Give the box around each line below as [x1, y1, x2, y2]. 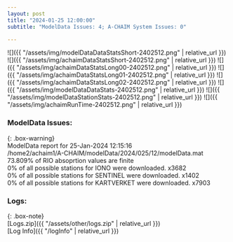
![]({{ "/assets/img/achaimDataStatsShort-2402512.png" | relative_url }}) [7, 56, 216, 64]
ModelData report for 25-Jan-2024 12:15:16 [7, 141, 133, 150]
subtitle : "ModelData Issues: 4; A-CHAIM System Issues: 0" [7, 23, 187, 30]
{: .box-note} [7, 211, 44, 220]
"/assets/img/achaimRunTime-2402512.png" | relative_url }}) [7, 101, 182, 109]
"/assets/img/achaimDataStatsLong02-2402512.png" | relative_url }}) [16, 78, 216, 87]
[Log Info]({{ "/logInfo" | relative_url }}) [7, 227, 119, 235]
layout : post [7, 10, 46, 17]
